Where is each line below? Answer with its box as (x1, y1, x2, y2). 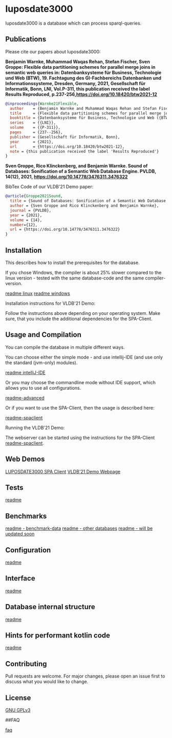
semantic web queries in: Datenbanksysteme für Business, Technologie (5, 69, 162, 75)
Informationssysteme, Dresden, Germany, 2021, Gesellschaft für (5, 80, 146, 86)
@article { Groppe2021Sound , (5, 193, 63, 199)
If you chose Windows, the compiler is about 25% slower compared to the (5, 269, 162, 275)
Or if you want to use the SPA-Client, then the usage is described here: (5, 405, 155, 411)
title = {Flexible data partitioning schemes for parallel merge (10, 111, 161, 116)
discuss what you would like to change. (5, 679, 89, 685)
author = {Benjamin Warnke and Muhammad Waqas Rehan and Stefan (10, 106, 157, 111)
